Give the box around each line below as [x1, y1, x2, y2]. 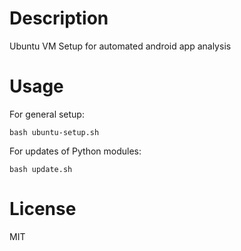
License [9, 198, 77, 221]
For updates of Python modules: [9, 145, 142, 157]
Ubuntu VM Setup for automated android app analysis [9, 40, 232, 52]
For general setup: [9, 108, 85, 120]
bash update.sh [9, 164, 73, 174]
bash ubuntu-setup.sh [9, 127, 100, 137]
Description [9, 7, 109, 30]
